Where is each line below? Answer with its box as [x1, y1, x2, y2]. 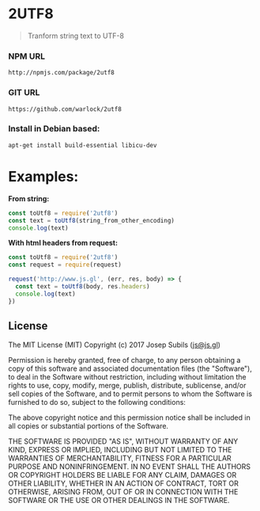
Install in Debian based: [8, 124, 100, 135]
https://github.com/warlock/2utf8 [8, 105, 122, 113]
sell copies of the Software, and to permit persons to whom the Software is [8, 389, 253, 399]
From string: [8, 193, 50, 203]
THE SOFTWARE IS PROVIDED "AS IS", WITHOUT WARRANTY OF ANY [8, 437, 239, 446]
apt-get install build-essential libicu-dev [8, 141, 157, 149]
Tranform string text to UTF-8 [27, 31, 125, 40]
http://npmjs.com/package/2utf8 [8, 69, 115, 77]
